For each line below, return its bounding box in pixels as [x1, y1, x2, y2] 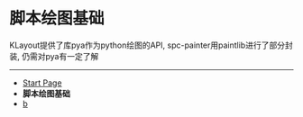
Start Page [22, 77, 62, 88]
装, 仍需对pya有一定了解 [9, 50, 99, 61]
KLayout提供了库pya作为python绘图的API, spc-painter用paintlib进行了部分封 [9, 40, 293, 50]
